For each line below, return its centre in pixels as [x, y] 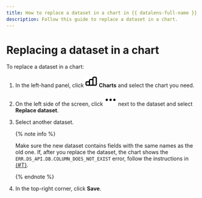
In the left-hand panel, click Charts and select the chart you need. [105, 86]
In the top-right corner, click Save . [58, 189]
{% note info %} [35, 134]
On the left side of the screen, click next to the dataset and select [104, 104]
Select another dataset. [44, 122]
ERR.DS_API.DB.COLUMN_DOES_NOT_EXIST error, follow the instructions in [102, 159]
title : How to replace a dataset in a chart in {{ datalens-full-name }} [102, 13]
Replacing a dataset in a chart [83, 50]
